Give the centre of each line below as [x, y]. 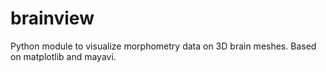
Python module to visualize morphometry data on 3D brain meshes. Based [163, 46]
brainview [52, 18]
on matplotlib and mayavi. [63, 56]
